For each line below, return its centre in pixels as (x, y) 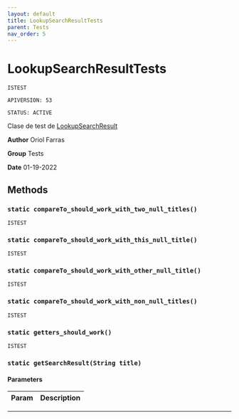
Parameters (25, 379)
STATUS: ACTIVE (30, 113)
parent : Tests (28, 27)
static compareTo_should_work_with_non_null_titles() (102, 302)
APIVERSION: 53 (30, 100)
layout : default (31, 14)
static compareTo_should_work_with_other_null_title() (104, 271)
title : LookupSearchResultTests (55, 21)
